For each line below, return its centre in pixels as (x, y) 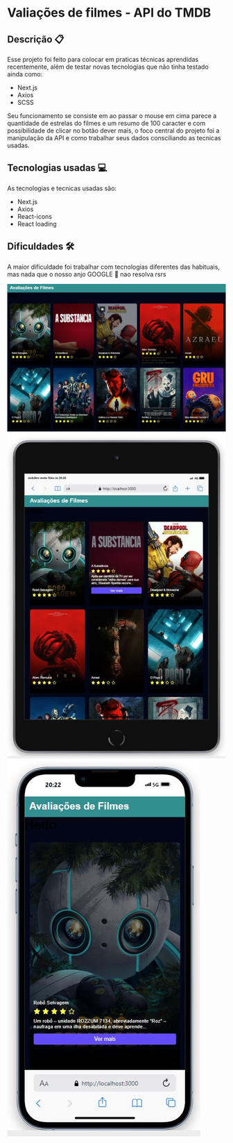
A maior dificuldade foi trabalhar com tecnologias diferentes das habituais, (114, 267)
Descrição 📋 (36, 39)
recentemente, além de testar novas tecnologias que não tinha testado (108, 67)
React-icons (34, 216)
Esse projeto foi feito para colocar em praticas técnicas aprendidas (103, 59)
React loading (37, 224)
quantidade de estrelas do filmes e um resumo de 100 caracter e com (106, 123)
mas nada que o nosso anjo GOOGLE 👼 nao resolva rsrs (87, 274)
